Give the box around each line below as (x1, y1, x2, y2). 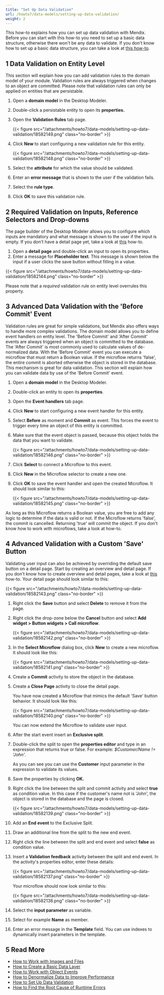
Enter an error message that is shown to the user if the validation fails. (12, 174, 155, 180)
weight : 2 (5, 16, 26, 21)
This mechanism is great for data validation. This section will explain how (5, 365, 153, 371)
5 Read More (5, 945, 45, 954)
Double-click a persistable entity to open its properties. (12, 107, 125, 113)
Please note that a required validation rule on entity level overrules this (5, 283, 147, 289)
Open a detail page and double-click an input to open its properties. (12, 249, 150, 254)
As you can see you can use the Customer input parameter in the (12, 761, 144, 767)
